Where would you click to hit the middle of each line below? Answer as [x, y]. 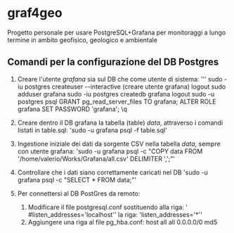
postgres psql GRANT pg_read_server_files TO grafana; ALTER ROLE [117, 101]
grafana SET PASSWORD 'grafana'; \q [72, 109]
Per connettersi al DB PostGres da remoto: [79, 193]
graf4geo [35, 13]
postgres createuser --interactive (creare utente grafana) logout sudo [125, 87]
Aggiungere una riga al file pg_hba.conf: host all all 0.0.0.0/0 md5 [123, 222]
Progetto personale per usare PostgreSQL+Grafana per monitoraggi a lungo [117, 32]
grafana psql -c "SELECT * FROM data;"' [77, 180]
